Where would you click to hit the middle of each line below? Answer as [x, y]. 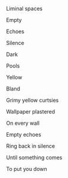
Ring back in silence [30, 146]
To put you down [27, 169]
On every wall [23, 123]
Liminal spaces [24, 9]
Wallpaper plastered [30, 111]
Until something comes [34, 157]
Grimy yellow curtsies [33, 100]
